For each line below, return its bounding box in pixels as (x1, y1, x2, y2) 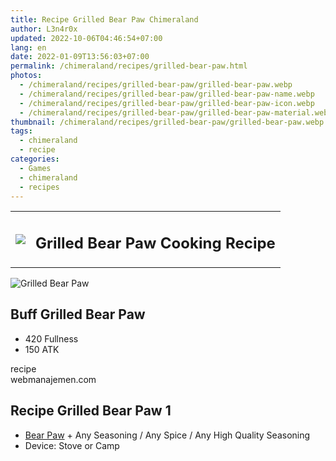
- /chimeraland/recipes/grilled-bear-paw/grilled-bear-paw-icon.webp (19, 98, 315, 108)
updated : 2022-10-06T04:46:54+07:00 (10, 33, 163, 43)
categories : (10, 154, 60, 164)
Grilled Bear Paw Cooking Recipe (35, 233, 276, 253)
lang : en (10, 42, 47, 53)
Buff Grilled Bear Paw (10, 306, 146, 323)
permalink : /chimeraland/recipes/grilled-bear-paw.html (10, 61, 248, 71)
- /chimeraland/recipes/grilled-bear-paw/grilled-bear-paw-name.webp (19, 89, 315, 99)
